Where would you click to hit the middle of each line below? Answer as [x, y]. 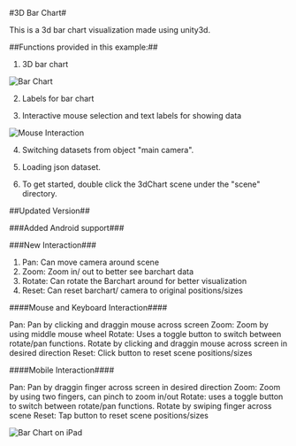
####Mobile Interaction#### [62, 370]
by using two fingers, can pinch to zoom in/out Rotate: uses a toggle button [146, 396]
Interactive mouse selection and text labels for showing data [132, 115]
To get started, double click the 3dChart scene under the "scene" [141, 184]
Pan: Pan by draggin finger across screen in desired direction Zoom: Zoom [145, 387]
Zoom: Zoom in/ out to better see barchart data [108, 272]
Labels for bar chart [58, 98]
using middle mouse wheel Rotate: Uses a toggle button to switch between [145, 334]
